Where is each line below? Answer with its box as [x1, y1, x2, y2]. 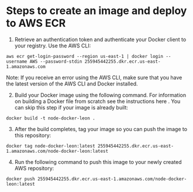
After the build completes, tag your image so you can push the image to [14, 125, 188, 132]
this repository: [14, 132, 51, 139]
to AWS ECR [6, 16, 66, 30]
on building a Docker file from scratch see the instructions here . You [14, 98, 181, 105]
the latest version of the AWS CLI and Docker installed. [6, 80, 139, 87]
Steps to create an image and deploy [6, 4, 187, 18]
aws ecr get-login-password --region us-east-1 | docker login [6, 53, 164, 59]
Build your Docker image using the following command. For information [14, 91, 186, 98]
